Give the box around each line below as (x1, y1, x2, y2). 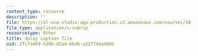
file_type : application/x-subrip (6, 24, 88, 31)
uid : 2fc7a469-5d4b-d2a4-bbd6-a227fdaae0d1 (6, 41, 115, 47)
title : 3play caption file (6, 36, 72, 41)
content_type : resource (6, 8, 65, 15)
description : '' (6, 14, 46, 20)
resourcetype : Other (6, 30, 57, 36)
